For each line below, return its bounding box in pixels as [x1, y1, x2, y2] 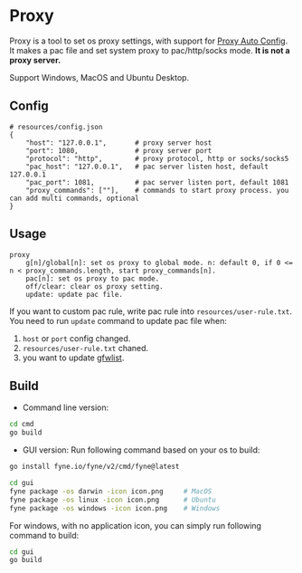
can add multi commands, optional [9, 194, 140, 203]
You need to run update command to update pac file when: [9, 315, 228, 326]
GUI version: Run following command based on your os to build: [22, 444, 260, 455]
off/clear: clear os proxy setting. [25, 282, 165, 291]
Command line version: [22, 402, 109, 413]
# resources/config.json [9, 122, 103, 131]
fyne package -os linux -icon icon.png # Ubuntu [9, 495, 217, 504]
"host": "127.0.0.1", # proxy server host [25, 138, 212, 148]
